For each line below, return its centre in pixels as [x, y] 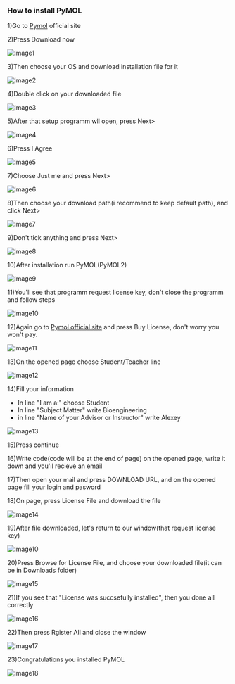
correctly [20, 605]
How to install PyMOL [45, 11]
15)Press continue [33, 445]
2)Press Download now [41, 39]
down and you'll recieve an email [55, 466]
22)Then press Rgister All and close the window [77, 633]
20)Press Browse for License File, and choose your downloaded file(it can [114, 563]
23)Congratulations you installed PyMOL [66, 659]
